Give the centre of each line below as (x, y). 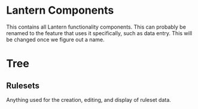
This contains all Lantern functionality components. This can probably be (96, 27)
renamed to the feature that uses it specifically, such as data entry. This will (99, 33)
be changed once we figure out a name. (55, 39)
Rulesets (23, 85)
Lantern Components (60, 10)
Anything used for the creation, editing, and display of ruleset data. (89, 99)
